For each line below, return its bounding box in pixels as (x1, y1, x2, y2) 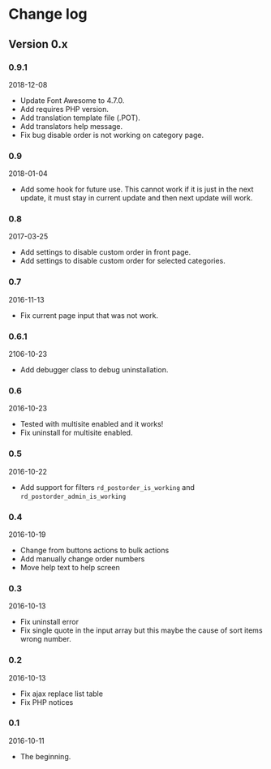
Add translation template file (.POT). (19, 113, 140, 122)
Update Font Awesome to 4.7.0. (19, 95, 125, 105)
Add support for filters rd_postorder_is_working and (19, 482, 195, 492)
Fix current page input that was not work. (19, 310, 158, 320)
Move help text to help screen (19, 562, 120, 572)
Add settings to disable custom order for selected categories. (19, 256, 226, 266)
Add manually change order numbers (19, 553, 145, 564)
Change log (8, 5, 88, 24)
